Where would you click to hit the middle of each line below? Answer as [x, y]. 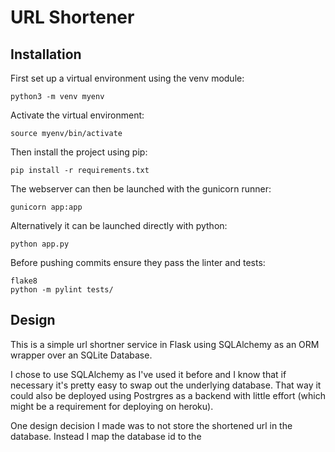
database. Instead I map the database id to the [106, 436]
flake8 [24, 281]
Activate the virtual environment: [77, 115]
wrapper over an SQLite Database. [81, 355]
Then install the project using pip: [79, 152]
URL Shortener [72, 17]
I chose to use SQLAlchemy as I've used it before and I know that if [148, 374]
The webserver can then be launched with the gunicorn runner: [141, 189]
